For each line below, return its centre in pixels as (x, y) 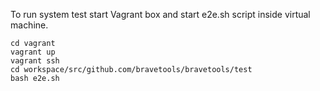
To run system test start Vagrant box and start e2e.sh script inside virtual (160, 14)
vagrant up (33, 52)
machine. (29, 25)
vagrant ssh (35, 61)
